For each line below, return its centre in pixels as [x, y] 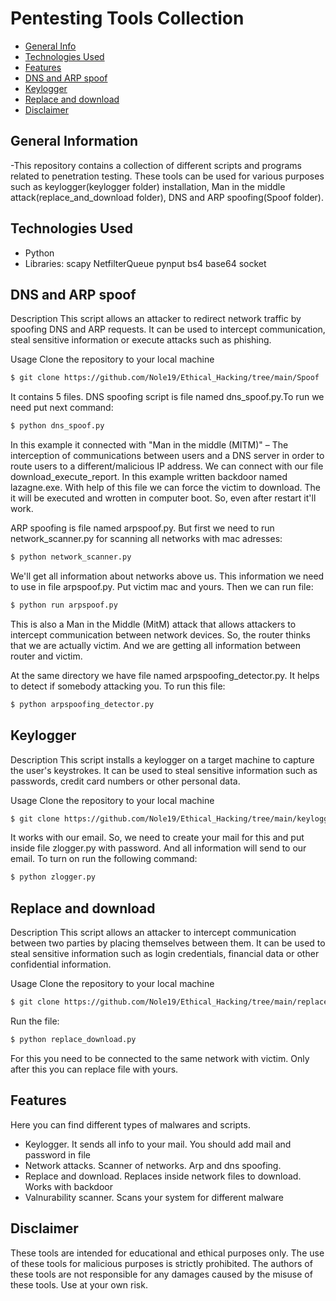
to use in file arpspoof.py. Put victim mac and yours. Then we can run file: [162, 586]
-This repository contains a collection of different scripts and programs [156, 165]
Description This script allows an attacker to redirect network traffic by [156, 319]
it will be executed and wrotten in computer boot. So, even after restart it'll [163, 498]
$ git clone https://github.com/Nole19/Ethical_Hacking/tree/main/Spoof [165, 378]
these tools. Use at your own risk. [79, 1284]
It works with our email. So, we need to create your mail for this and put [157, 838]
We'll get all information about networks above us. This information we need [167, 576]
